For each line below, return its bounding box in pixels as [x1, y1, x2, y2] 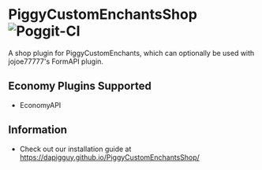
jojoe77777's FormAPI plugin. [8, 57, 104, 66]
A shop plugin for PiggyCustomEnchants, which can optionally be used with [8, 48, 255, 57]
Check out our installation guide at [19, 144, 132, 153]
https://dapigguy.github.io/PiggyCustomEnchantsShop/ [19, 152, 200, 162]
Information [8, 124, 68, 137]
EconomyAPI [19, 100, 62, 109]
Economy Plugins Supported [8, 79, 152, 93]
